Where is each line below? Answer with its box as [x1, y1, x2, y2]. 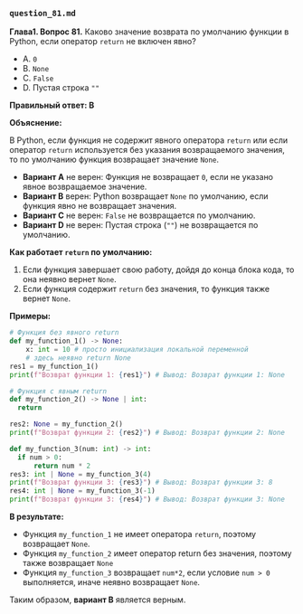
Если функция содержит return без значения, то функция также [22, 284, 270, 295]
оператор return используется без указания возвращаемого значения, [9, 145, 285, 156]
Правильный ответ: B [9, 99, 95, 111]
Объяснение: [9, 118, 62, 128]
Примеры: [9, 311, 52, 322]
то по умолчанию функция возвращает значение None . [9, 154, 220, 165]
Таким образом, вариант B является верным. [9, 594, 186, 605]
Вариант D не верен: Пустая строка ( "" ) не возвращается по [22, 220, 259, 231]
